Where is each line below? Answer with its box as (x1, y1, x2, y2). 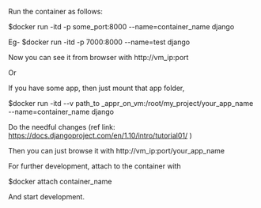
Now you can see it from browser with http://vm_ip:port (8, 53, 189, 62)
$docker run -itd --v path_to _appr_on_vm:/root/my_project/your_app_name (8, 99, 254, 108)
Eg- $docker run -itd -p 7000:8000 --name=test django (8, 37, 191, 47)
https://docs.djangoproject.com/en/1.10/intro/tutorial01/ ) (8, 130, 192, 140)
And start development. (8, 192, 85, 201)
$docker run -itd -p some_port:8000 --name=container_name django (8, 22, 235, 31)
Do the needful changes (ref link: (8, 123, 116, 131)
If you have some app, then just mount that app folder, (8, 83, 185, 93)
